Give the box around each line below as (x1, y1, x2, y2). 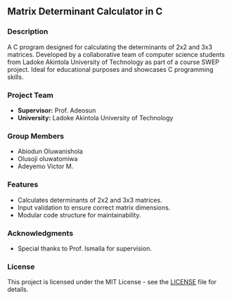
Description (7, 27, 49, 37)
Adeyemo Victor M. (17, 162, 74, 171)
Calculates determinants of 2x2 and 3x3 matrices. (17, 196, 163, 204)
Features (7, 179, 39, 189)
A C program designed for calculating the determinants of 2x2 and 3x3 (7, 42, 213, 51)
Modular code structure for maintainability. (17, 210, 141, 219)
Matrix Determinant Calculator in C (7, 6, 163, 18)
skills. (7, 72, 24, 81)
